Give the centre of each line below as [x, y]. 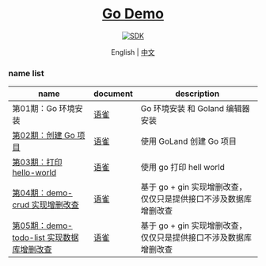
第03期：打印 [37, 162]
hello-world [34, 173]
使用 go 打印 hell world [183, 168]
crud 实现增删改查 [46, 205]
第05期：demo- [42, 226]
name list [27, 73]
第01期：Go [35, 109]
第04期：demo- [42, 193]
